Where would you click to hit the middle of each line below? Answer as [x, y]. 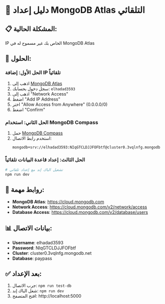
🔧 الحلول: [18, 59]
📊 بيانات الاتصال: [29, 228]
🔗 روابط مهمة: [25, 190]
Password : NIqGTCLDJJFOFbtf [44, 248]
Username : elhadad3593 [38, 242]
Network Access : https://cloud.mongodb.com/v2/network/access [80, 207]
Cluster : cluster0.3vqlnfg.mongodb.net [52, 253]
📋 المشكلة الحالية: [31, 29]
